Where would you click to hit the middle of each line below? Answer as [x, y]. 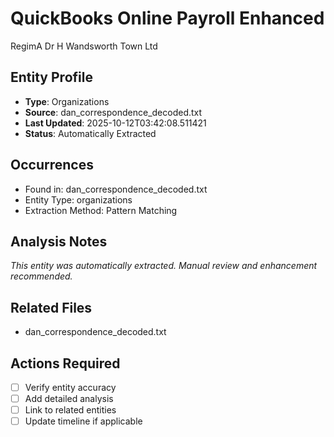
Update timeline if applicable [83, 421]
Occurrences [52, 165]
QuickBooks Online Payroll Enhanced [167, 18]
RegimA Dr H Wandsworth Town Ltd [84, 46]
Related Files [51, 307]
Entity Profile [51, 77]
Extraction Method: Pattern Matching [101, 210]
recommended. [41, 276]
